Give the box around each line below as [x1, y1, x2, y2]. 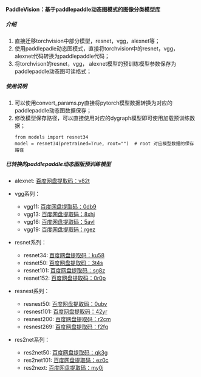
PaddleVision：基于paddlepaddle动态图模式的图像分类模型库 [5, 5, 160, 13]
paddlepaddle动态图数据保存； [14, 106, 92, 114]
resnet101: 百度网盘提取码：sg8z [23, 266, 106, 274]
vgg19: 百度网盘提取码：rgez [23, 226, 96, 233]
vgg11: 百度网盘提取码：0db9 [23, 202, 97, 210]
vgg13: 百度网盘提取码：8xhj [23, 210, 95, 218]
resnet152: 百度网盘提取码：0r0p [23, 274, 106, 282]
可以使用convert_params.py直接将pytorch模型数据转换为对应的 [14, 99, 173, 106]
